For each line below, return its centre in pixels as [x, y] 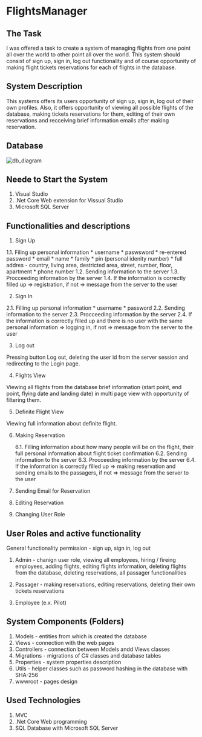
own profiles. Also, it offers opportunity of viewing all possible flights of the [100, 107]
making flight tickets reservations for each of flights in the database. [91, 67]
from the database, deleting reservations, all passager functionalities [100, 573]
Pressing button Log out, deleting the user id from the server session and [97, 357]
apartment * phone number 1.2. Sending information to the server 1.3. [93, 272]
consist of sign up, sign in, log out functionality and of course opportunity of [101, 61]
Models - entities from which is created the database [81, 636]
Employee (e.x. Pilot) [41, 603]
